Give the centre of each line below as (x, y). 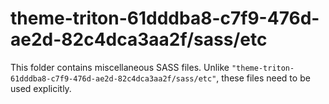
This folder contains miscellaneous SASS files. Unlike (120, 67)
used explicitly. (41, 88)
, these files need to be (263, 78)
